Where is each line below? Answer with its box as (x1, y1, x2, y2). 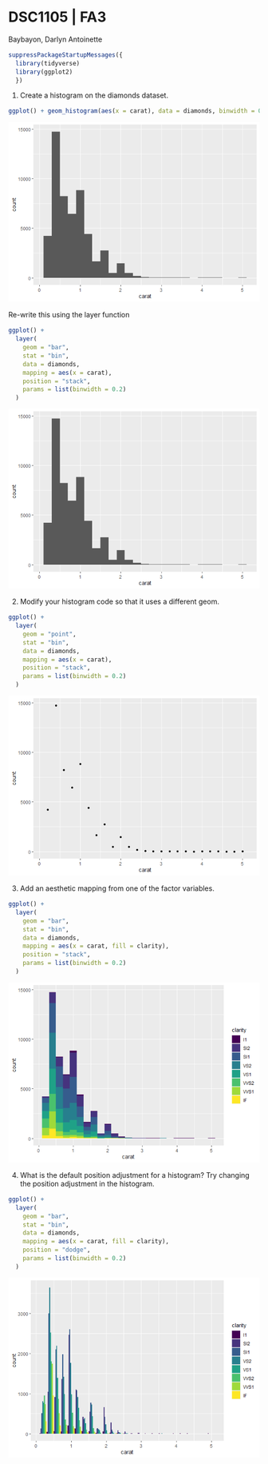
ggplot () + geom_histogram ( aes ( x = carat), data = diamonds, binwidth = (8, 107, 255, 115)
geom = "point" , (22, 630, 77, 638)
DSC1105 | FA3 (8, 8, 107, 26)
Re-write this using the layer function (8, 310, 130, 320)
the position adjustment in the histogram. (19, 1179, 155, 1188)
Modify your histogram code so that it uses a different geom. (19, 596, 219, 607)
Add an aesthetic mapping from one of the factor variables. (19, 884, 215, 893)
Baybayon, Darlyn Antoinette (8, 34, 103, 44)
